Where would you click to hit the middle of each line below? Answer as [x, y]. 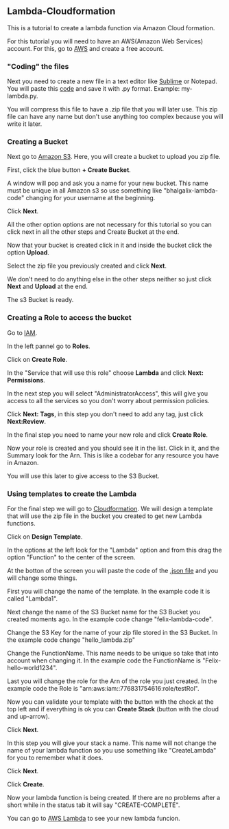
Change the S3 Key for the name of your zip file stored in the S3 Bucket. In [112, 633]
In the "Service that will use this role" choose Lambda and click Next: [105, 373]
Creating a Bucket [38, 142]
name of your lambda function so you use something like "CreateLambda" [112, 750]
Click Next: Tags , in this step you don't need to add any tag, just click [105, 414]
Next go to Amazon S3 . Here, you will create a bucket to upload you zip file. [114, 157]
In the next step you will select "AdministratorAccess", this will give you [108, 393]
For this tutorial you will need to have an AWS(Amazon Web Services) [105, 41]
